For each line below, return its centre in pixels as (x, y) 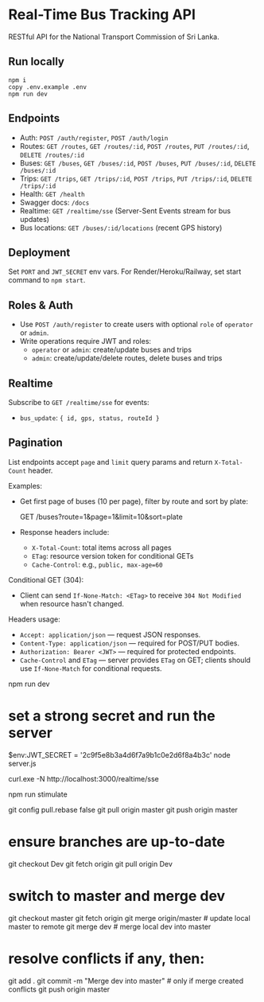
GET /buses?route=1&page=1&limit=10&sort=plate (101, 517)
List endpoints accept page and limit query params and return (111, 462)
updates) (35, 219)
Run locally (37, 62)
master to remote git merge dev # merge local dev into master (110, 926)
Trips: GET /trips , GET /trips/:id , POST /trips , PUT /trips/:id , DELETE (136, 178)
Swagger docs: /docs (54, 202)
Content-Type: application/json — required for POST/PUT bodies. (130, 643)
